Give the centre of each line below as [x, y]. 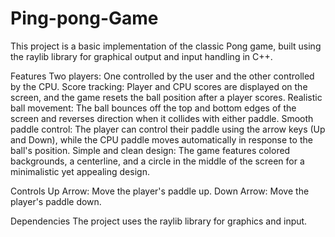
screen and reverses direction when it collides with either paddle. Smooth [162, 118]
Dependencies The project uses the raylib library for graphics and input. [159, 221]
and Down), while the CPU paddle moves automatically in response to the [161, 139]
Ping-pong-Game [84, 18]
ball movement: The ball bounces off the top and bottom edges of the [153, 108]
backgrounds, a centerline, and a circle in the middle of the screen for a [157, 161]
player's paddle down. [56, 201]
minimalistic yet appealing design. [80, 171]
